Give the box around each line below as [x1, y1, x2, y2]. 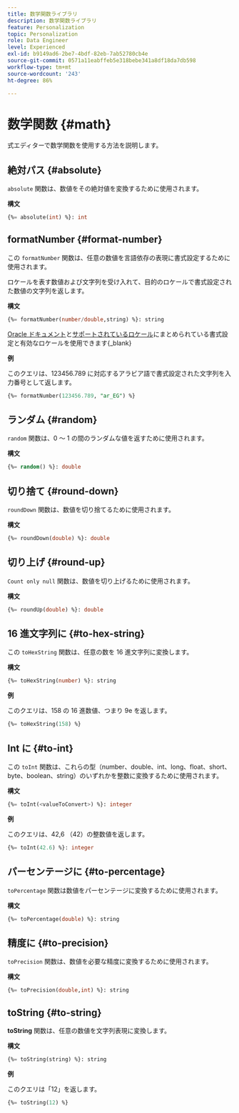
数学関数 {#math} [7, 116, 112, 132]
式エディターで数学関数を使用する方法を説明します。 [7, 141, 163, 150]
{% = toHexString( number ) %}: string [7, 677, 116, 684]
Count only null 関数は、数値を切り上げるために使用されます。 [7, 577, 194, 585]
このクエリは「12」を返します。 [7, 1084, 101, 1093]
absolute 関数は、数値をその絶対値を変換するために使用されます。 [7, 184, 203, 193]
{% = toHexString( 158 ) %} [7, 721, 81, 728]
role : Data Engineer [7, 37, 69, 44]
